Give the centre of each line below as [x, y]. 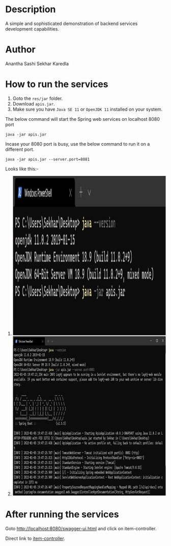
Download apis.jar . [34, 103]
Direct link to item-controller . [35, 538]
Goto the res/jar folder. [38, 98]
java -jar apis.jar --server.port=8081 [48, 159]
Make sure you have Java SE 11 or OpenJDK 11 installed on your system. [88, 109]
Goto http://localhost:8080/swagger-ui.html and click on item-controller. [81, 528]
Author [20, 50]
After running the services [62, 514]
